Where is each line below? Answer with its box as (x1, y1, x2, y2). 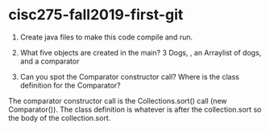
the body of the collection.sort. (8, 113, 111, 122)
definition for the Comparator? (19, 80, 121, 90)
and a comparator (19, 56, 80, 66)
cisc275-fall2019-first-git (8, 6, 184, 24)
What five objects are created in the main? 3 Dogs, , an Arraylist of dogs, (19, 47, 262, 57)
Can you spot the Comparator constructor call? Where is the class (19, 72, 239, 81)
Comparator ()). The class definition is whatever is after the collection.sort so (8, 104, 262, 114)
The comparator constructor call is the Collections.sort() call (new (8, 96, 227, 105)
